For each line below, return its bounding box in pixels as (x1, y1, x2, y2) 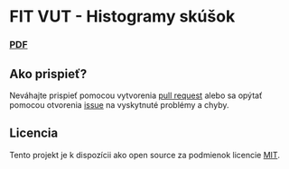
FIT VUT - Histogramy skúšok (9, 6, 236, 27)
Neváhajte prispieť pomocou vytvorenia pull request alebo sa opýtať (9, 90, 263, 101)
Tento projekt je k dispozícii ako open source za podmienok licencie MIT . (9, 149, 280, 160)
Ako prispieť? (9, 66, 88, 82)
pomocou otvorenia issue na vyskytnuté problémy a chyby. (9, 99, 229, 110)
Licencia (9, 126, 59, 141)
